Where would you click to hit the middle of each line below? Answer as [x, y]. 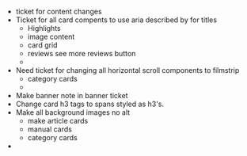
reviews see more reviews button [82, 53]
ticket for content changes [59, 11]
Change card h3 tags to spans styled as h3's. [90, 104]
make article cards [58, 121]
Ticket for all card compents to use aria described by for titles [116, 20]
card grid [42, 45]
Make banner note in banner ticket [72, 95]
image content [51, 36]
